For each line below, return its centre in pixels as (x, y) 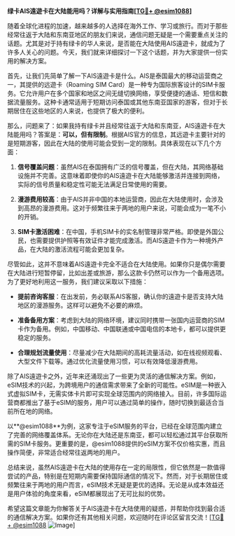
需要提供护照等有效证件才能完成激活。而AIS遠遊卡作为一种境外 (127, 240)
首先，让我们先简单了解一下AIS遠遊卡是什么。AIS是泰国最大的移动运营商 (112, 76)
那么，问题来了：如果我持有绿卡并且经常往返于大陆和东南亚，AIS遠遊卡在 (113, 126)
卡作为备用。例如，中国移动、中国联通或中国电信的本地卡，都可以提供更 (121, 329)
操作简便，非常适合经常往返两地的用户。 (65, 452)
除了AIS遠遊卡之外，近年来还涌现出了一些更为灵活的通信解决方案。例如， (113, 376)
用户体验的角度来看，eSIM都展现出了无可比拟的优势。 (91, 494)
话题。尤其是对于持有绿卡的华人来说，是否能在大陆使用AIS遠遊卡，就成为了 (116, 43)
